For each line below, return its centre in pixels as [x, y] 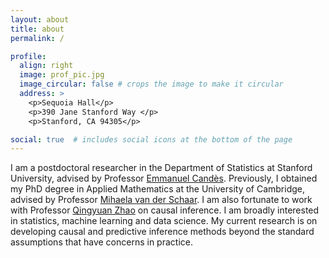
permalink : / [37, 38]
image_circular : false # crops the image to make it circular [151, 84]
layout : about [40, 19]
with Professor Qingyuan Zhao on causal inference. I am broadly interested [165, 210]
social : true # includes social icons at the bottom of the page [151, 139]
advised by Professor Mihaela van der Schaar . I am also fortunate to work [161, 200]
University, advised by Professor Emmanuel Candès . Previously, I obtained [164, 178]
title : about [37, 29]
